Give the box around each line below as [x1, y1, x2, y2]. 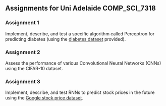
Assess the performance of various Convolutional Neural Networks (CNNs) [5, 60, 161, 66]
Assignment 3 [5, 78, 40, 85]
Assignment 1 [5, 19, 39, 26]
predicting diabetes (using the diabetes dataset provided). [5, 36, 126, 42]
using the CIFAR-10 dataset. [5, 65, 63, 71]
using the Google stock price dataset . [5, 95, 83, 101]
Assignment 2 [5, 48, 40, 56]
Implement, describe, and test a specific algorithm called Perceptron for [5, 30, 155, 37]
